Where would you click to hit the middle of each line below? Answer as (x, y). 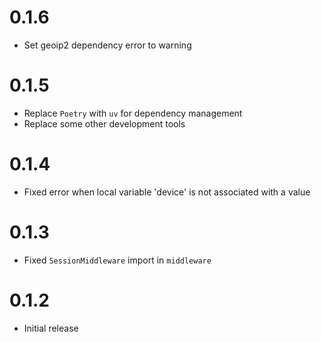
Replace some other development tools (104, 123)
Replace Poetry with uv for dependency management (133, 113)
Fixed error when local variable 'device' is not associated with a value (167, 192)
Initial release (51, 328)
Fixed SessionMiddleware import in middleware (117, 260)
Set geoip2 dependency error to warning (107, 45)
